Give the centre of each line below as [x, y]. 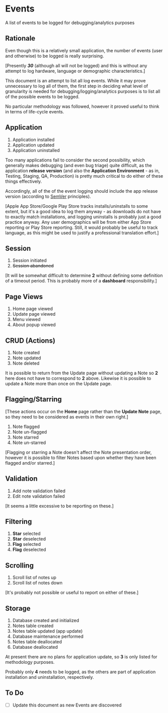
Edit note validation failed [39, 496]
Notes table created [33, 626]
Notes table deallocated [37, 642]
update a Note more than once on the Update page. [58, 384]
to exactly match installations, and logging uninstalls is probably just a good [83, 217]
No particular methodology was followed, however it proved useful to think [82, 106]
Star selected [27, 534]
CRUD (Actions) [30, 340]
